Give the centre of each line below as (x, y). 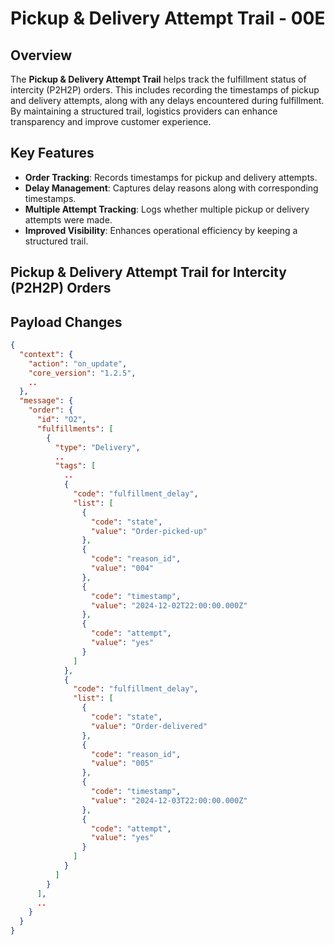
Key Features (52, 153)
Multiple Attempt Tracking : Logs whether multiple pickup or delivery (167, 209)
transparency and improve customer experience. (111, 121)
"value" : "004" (122, 568)
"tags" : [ (75, 466)
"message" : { (46, 401)
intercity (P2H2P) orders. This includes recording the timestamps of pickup (165, 90)
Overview (41, 55)
